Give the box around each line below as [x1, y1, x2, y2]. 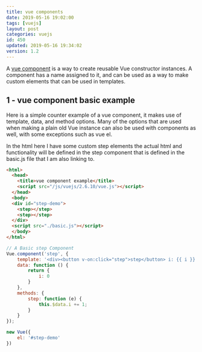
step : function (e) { [28, 296, 83, 302]
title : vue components [6, 8, 63, 15]
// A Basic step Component [6, 245, 74, 251]
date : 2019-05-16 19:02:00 [6, 15, 74, 21]
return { [28, 267, 50, 274]
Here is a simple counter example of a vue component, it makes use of [6, 111, 182, 119]
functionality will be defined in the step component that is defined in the [6, 149, 185, 156]
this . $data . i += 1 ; [38, 301, 87, 307]
